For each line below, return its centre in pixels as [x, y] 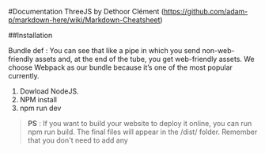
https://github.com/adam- [206, 11]
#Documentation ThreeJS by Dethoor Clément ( [86, 11]
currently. [24, 76]
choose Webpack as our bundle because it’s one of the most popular [121, 67]
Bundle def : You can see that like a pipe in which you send [104, 50]
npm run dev [40, 108]
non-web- [218, 50]
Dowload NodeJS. [49, 91]
